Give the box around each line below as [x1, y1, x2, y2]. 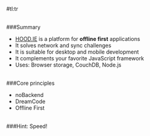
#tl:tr [6, 5, 18, 12]
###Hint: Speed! [6, 123, 47, 130]
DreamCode [15, 98, 46, 105]
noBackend [15, 91, 44, 98]
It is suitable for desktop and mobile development [15, 48, 139, 55]
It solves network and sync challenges [15, 42, 112, 49]
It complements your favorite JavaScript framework [15, 55, 145, 62]
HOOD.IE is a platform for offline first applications [15, 35, 141, 42]
